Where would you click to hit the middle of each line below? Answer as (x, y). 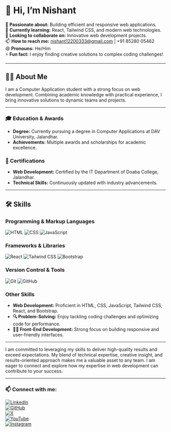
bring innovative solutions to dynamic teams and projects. (66, 100)
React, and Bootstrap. (35, 311)
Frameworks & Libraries (35, 245)
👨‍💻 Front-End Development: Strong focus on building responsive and (86, 329)
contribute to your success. (34, 371)
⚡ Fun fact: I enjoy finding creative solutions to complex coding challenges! (84, 54)
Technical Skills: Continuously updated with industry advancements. (85, 183)
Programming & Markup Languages (50, 221)
